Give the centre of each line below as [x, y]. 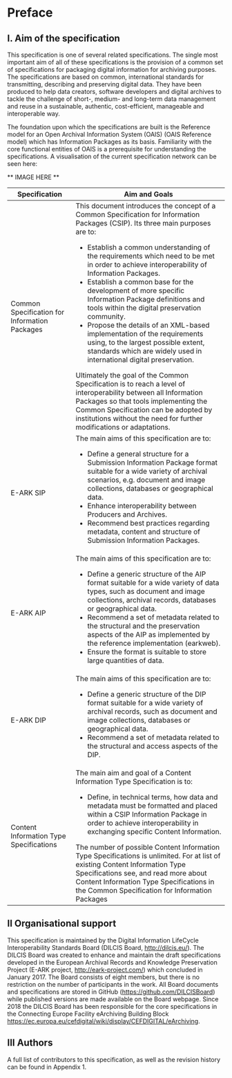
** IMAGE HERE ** [33, 177]
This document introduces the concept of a [146, 206]
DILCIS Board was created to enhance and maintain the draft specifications [114, 955]
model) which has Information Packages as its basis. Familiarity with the [109, 142]
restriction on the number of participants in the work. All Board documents [113, 984]
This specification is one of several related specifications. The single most [113, 55]
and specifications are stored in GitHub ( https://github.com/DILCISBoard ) [111, 992]
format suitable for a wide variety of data [153, 583]
